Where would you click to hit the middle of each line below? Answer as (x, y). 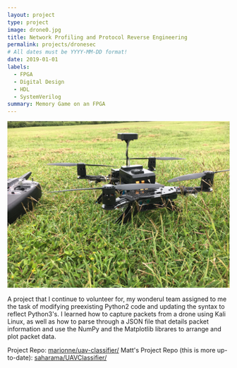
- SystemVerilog (37, 97)
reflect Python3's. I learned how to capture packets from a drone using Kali (116, 314)
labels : (19, 67)
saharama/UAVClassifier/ (71, 358)
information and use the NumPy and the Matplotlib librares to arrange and (115, 329)
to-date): (20, 358)
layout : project (31, 15)
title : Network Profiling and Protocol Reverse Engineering (98, 37)
